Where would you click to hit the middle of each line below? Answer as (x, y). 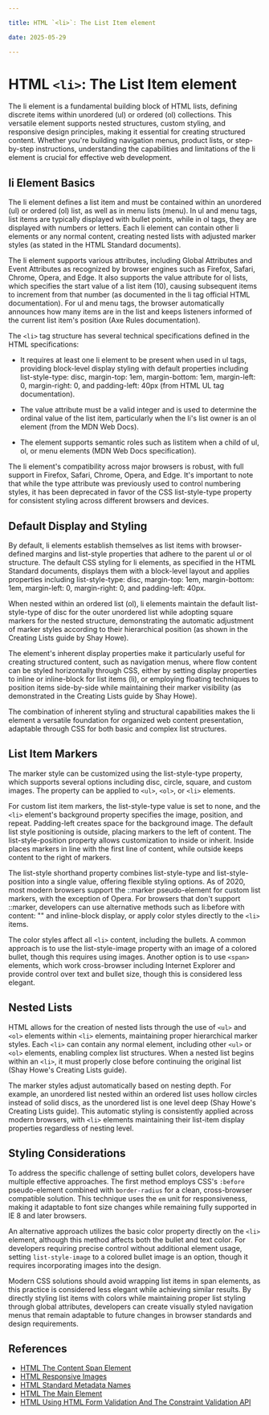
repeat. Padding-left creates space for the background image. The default (131, 823)
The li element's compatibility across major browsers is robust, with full (126, 466)
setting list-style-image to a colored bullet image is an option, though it (128, 1257)
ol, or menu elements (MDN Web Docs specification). (108, 451)
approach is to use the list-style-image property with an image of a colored (132, 948)
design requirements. (43, 1323)
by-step (21, 149)
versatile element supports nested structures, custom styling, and (117, 123)
